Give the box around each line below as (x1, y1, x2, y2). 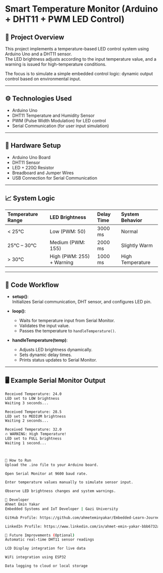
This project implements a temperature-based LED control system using (5, 46, 149, 51)
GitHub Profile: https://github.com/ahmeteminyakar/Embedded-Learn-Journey (5, 515, 162, 520)
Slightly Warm (121, 242, 153, 249)
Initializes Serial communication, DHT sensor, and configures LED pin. (12, 299, 152, 305)
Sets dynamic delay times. (19, 352, 72, 358)
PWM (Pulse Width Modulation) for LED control (12, 117, 106, 123)
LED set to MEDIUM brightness (5, 414, 66, 419)
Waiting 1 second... (5, 441, 47, 445)
